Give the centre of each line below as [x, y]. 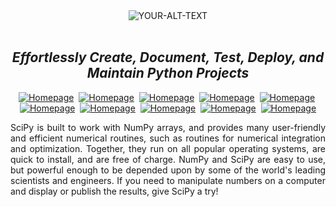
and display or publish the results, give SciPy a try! [114, 191]
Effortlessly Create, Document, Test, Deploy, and [168, 57]
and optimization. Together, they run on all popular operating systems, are [168, 148]
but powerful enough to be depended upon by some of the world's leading [168, 170]
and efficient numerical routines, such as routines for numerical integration [168, 138]
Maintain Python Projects [168, 73]
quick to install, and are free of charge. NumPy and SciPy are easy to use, [168, 159]
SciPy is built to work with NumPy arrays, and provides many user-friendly [168, 127]
